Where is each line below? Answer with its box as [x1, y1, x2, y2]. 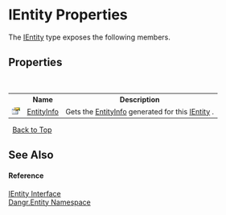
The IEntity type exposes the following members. [8, 32, 171, 42]
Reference [8, 171, 44, 180]
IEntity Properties [8, 6, 129, 24]
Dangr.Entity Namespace [8, 197, 91, 207]
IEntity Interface [8, 188, 62, 198]
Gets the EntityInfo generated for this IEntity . [65, 106, 215, 116]
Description [119, 95, 160, 105]
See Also [8, 148, 54, 162]
